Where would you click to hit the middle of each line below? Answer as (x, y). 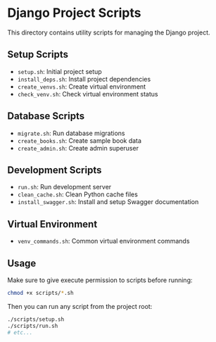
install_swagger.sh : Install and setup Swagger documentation (108, 202)
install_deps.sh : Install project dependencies (84, 79)
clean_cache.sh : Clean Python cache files (78, 194)
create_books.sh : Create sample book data (80, 140)
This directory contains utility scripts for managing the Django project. (109, 32)
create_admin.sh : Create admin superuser (78, 148)
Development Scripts (55, 170)
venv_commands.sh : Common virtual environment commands (103, 241)
